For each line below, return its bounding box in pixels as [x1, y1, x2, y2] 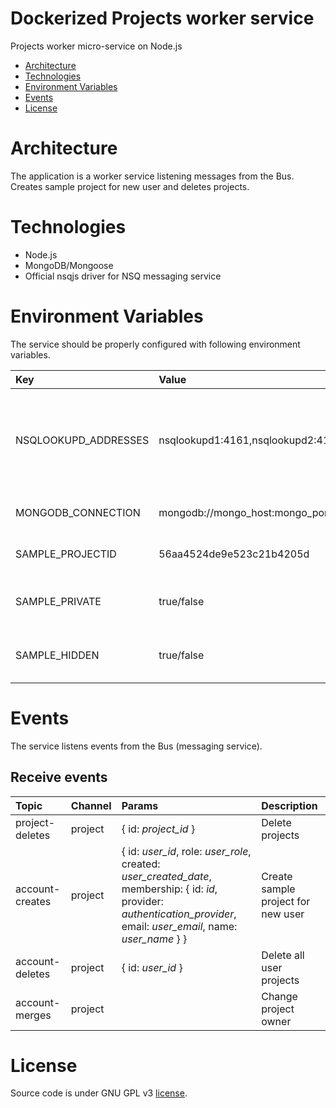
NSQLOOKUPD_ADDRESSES [15, 433, 150, 447]
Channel [70, 798, 112, 812]
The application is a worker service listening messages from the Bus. [10, 170, 295, 182]
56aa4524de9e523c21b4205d [158, 547, 310, 561]
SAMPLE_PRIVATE [15, 594, 102, 608]
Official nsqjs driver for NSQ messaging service [24, 270, 222, 282]
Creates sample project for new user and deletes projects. [10, 180, 250, 192]
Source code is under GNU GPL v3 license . [10, 1087, 188, 1099]
